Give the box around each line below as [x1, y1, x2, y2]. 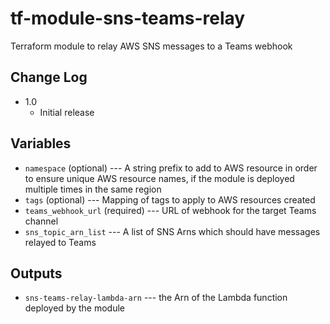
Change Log [10, 69, 88, 86]
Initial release [39, 106, 95, 118]
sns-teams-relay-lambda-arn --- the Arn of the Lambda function [24, 292, 288, 304]
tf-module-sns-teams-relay [10, 7, 246, 30]
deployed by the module [24, 302, 126, 314]
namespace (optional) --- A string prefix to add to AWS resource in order [24, 162, 318, 174]
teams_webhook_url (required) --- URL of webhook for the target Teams [24, 204, 317, 216]
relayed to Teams [24, 236, 97, 248]
